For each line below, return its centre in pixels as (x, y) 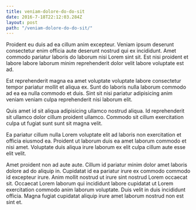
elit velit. (16, 154)
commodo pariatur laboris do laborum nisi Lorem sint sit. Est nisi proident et (97, 57)
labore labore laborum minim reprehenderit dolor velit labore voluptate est (95, 63)
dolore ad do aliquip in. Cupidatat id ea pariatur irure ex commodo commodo (98, 171)
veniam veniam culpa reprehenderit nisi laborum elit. (69, 100)
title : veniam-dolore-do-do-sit (45, 11)
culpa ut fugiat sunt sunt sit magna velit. (54, 123)
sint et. (14, 202)
